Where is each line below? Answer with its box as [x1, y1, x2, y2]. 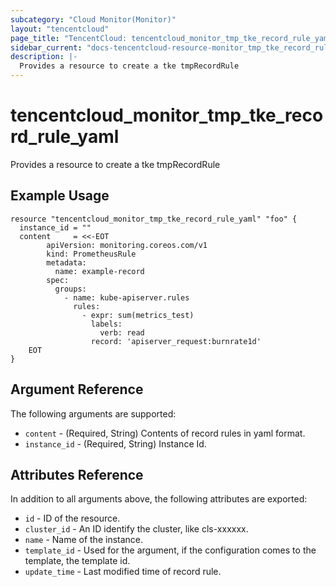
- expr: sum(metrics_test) [81, 310, 195, 320]
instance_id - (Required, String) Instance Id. [24, 437, 207, 450]
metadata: [46, 257, 87, 268]
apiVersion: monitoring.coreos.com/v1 [46, 240, 208, 250]
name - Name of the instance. [24, 534, 144, 546]
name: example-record [54, 266, 145, 276]
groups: [54, 284, 87, 294]
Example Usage [10, 187, 110, 205]
